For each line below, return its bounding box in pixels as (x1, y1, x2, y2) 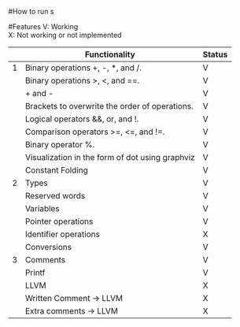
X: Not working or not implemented (8, 31, 122, 39)
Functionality (84, 49, 135, 60)
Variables (24, 203, 61, 214)
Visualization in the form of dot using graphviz (24, 152, 195, 162)
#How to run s (8, 7, 54, 16)
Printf (24, 267, 46, 278)
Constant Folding (24, 165, 89, 176)
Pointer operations (24, 216, 94, 227)
